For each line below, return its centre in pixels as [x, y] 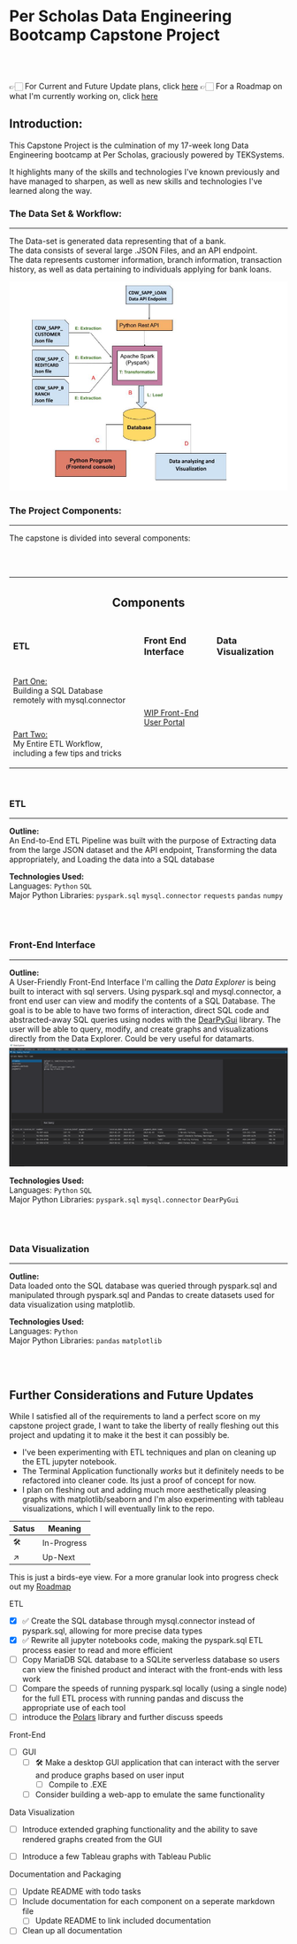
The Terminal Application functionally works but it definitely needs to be [153, 1471]
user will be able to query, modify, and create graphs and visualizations [139, 1029]
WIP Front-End [171, 712]
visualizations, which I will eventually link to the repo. [118, 1509]
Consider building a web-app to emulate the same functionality [150, 1794]
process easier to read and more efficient [97, 1650]
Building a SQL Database [58, 691]
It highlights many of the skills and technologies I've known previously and [145, 172]
